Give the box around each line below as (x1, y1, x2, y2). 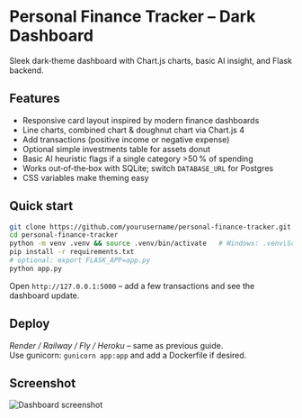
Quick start (9, 198, 74, 214)
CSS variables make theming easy (22, 172, 150, 183)
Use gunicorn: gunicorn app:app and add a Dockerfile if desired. (9, 350, 247, 360)
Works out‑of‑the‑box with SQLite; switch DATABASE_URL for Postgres (22, 162, 274, 173)
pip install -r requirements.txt (9, 248, 135, 257)
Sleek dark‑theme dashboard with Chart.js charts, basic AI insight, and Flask (9, 55, 292, 66)
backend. (9, 65, 44, 76)
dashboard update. (9, 290, 80, 301)
